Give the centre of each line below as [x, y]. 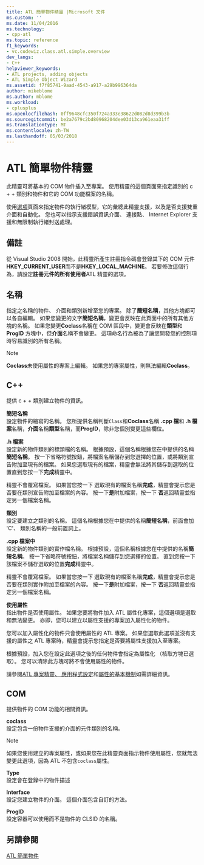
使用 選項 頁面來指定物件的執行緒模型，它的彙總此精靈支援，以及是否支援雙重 [102, 207]
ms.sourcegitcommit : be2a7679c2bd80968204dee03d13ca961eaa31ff [88, 119]
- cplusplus [21, 108]
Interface [18, 792]
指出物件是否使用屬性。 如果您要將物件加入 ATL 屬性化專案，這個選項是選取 [101, 613]
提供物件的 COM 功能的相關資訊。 [49, 709]
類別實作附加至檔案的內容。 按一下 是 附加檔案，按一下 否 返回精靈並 [106, 585]
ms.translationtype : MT [36, 125]
